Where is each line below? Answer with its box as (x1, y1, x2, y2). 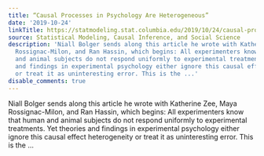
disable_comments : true (8, 77, 86, 85)
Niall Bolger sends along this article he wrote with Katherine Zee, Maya (8, 99, 237, 108)
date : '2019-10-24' (8, 19, 72, 27)
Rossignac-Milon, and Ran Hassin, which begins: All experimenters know (8, 107, 244, 116)
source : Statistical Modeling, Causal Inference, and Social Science (8, 33, 241, 42)
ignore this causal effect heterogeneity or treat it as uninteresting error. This (8, 132, 254, 141)
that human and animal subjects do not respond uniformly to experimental (8, 115, 247, 125)
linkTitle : (8, 26, 44, 34)
